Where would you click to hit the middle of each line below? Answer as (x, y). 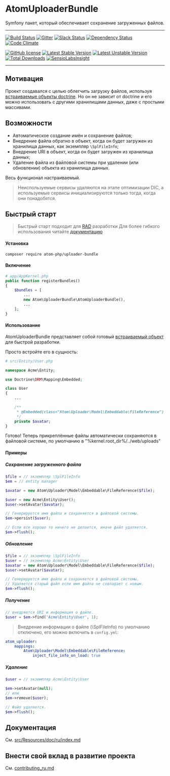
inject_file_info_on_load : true (66, 656)
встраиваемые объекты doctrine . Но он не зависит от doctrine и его (79, 96)
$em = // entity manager (31, 481)
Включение (18, 265)
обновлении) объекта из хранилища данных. (61, 167)
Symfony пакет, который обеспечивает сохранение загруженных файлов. (85, 23)
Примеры (16, 453)
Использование (23, 325)
